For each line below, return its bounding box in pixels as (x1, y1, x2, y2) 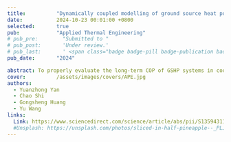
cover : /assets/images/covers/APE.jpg (7, 73, 146, 80)
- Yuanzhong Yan (13, 86, 60, 93)
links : (7, 112, 26, 119)
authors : (7, 80, 32, 86)
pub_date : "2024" (7, 55, 76, 62)
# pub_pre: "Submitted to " (7, 36, 109, 43)
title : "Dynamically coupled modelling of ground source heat (7, 10, 217, 17)
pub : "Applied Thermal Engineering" (7, 29, 146, 36)
